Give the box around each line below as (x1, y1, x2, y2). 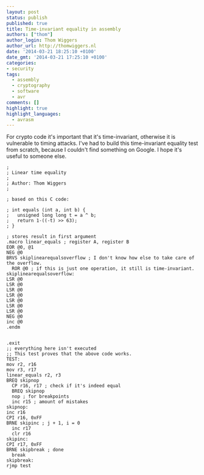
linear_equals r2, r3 (6, 372, 62, 378)
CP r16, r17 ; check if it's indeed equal (12, 383, 121, 389)
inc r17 (12, 426, 32, 432)
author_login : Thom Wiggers (6, 37, 78, 43)
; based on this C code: (6, 196, 69, 203)
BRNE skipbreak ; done (6, 447, 64, 453)
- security (6, 65, 34, 72)
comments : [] (6, 99, 40, 105)
